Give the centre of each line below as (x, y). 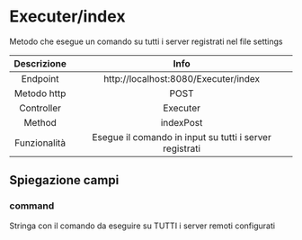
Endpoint (40, 78)
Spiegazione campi (64, 180)
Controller (40, 108)
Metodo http (40, 93)
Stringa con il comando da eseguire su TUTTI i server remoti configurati (142, 226)
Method (40, 122)
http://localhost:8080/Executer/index (182, 78)
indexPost (182, 122)
